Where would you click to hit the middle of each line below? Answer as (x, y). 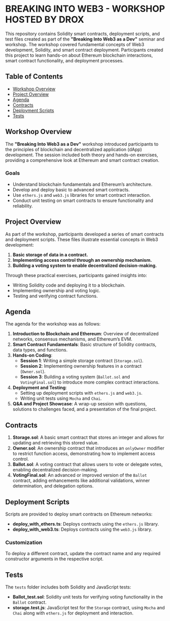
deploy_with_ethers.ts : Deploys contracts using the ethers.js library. (86, 524)
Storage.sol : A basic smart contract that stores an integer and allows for (88, 437)
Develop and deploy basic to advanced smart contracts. (71, 189)
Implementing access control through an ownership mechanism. (82, 260)
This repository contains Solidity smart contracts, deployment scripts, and (82, 33)
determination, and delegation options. (53, 486)
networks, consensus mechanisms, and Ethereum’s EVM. (73, 339)
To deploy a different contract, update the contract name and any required (83, 554)
